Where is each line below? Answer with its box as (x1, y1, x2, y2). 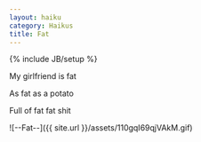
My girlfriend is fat (9, 71, 77, 82)
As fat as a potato (9, 88, 74, 99)
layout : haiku (9, 12, 62, 22)
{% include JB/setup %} (9, 54, 98, 65)
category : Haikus (9, 21, 74, 30)
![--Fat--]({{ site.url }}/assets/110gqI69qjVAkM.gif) (9, 122, 193, 133)
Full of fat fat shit (9, 106, 71, 116)
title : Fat (9, 29, 50, 38)
